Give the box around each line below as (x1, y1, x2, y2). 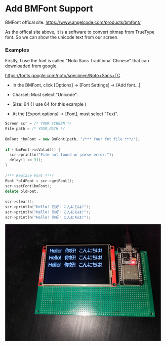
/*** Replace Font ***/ (5, 173, 54, 178)
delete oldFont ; (5, 189, 39, 194)
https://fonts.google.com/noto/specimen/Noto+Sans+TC (5, 73, 121, 79)
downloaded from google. (5, 63, 58, 69)
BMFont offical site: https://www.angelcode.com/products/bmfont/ (5, 19, 141, 25)
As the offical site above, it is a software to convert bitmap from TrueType (5, 29, 155, 35)
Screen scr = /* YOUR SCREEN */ (5, 121, 72, 126)
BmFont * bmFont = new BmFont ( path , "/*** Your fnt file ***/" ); (5, 136, 140, 141)
